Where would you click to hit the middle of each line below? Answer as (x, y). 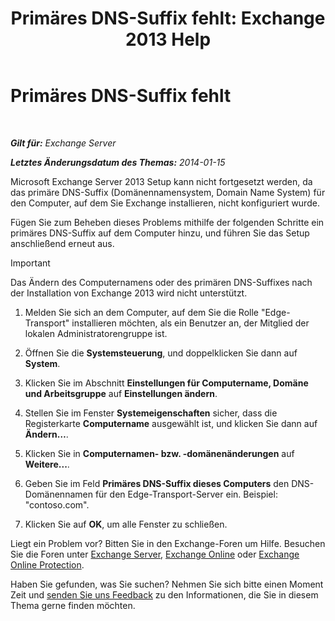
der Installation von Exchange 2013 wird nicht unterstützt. (129, 293)
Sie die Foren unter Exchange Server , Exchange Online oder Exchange (155, 554)
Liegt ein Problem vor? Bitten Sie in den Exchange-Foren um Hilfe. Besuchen (168, 543)
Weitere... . (47, 464)
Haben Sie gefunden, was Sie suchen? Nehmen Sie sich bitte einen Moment (167, 584)
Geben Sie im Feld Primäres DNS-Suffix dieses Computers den (157, 483)
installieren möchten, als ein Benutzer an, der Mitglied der (190, 323)
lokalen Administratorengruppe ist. (96, 333)
